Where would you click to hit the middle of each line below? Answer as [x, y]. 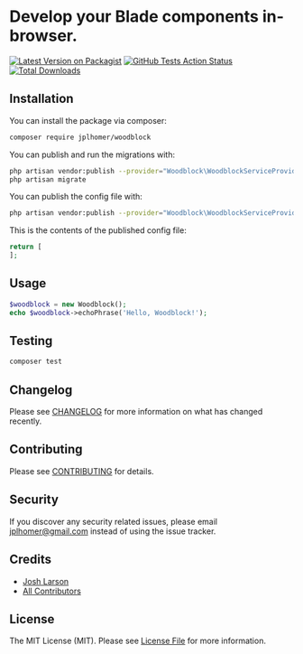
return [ [26, 247]
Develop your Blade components [134, 17]
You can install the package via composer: [88, 120]
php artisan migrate [48, 179]
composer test [36, 362]
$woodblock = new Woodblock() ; [68, 304]
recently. [26, 421]
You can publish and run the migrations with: [92, 154]
